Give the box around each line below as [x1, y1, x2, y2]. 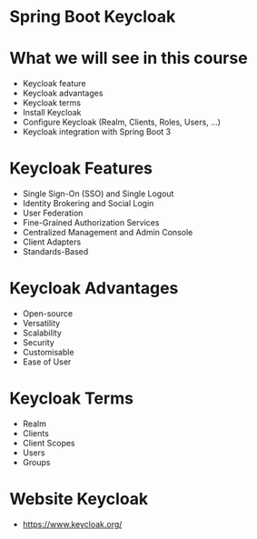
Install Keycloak [22, 107, 82, 118]
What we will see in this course [9, 48, 248, 69]
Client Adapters [22, 236, 82, 247]
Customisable [22, 347, 74, 357]
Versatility [22, 318, 61, 328]
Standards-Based [22, 246, 89, 257]
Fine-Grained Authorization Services [22, 217, 160, 228]
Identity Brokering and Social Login [22, 198, 154, 209]
